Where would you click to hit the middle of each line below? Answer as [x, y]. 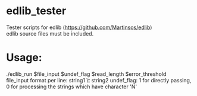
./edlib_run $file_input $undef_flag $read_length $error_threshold [86, 74]
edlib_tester [36, 11]
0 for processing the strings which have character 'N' [72, 87]
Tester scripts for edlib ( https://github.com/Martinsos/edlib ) [79, 27]
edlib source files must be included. [50, 33]
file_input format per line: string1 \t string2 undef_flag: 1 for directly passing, [99, 80]
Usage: [24, 58]
